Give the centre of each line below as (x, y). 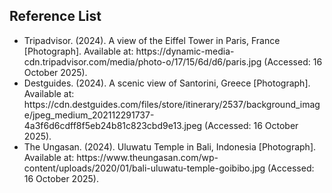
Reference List (55, 16)
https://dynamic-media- (185, 51)
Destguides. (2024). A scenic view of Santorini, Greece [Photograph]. (167, 83)
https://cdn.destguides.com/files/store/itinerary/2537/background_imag (172, 104)
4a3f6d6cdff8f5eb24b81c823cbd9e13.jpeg (113, 125)
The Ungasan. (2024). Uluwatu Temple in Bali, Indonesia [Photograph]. (170, 146)
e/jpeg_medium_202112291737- (89, 115)
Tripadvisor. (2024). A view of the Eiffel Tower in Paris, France (152, 40)
